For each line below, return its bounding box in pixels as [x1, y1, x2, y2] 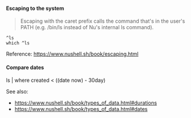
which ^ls [6, 40, 30, 46]
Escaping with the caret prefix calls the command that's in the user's [20, 18, 185, 25]
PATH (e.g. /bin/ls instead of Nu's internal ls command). [20, 24, 154, 31]
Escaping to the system [6, 5, 64, 12]
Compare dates [6, 64, 44, 71]
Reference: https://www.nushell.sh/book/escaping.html [6, 50, 139, 58]
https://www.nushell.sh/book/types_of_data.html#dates [14, 106, 148, 113]
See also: [6, 88, 29, 95]
